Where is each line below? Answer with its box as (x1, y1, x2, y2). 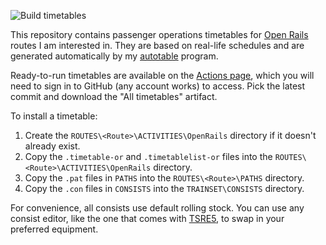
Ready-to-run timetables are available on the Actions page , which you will (10, 70, 315, 81)
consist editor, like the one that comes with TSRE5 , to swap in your (10, 213, 285, 224)
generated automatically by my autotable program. (10, 50, 219, 62)
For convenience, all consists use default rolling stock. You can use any (10, 202, 305, 214)
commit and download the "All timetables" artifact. (10, 91, 218, 102)
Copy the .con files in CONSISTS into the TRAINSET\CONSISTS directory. (24, 183, 305, 194)
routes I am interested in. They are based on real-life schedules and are (10, 40, 305, 51)
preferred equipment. (10, 223, 99, 235)
